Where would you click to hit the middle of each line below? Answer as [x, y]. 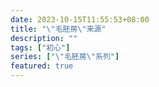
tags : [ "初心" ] [40, 47]
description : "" [44, 38]
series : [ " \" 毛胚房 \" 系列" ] [65, 57]
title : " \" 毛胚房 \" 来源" [58, 29]
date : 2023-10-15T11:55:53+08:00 [80, 19]
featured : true [42, 66]
